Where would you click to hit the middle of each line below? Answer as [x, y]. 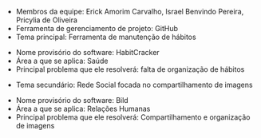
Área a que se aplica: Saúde [62, 61]
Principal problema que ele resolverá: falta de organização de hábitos [130, 69]
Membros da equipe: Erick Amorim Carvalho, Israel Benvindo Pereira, [130, 12]
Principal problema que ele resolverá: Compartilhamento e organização [133, 117]
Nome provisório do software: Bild [72, 100]
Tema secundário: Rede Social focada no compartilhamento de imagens [134, 85]
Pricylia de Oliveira [47, 20]
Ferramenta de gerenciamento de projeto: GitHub [97, 28]
